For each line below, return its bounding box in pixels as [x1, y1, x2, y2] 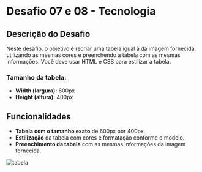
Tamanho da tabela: [6, 73, 67, 81]
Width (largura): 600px [15, 87, 75, 94]
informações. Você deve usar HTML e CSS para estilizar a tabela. [6, 58, 171, 65]
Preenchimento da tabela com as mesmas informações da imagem [15, 141, 185, 148]
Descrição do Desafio [6, 29, 91, 39]
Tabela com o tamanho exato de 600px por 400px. [15, 127, 146, 135]
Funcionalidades [6, 111, 72, 122]
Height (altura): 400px [15, 94, 73, 101]
